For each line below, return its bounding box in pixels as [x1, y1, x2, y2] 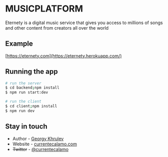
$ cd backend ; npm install [5, 85, 59, 90]
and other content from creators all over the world [5, 25, 109, 31]
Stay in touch [5, 122, 48, 131]
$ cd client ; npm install [5, 104, 57, 109]
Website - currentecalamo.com [12, 141, 77, 147]
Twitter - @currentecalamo [12, 146, 69, 152]
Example [5, 40, 33, 48]
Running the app [5, 67, 58, 76]
